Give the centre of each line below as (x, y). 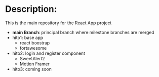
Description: (31, 9)
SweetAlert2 (32, 58)
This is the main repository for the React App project (59, 23)
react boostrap (35, 42)
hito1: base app (28, 38)
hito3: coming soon (32, 69)
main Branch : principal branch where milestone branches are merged (83, 32)
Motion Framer (35, 64)
